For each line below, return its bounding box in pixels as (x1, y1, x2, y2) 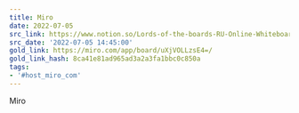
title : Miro (9, 12, 53, 22)
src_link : (9, 29, 46, 38)
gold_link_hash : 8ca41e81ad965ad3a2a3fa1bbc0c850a (9, 54, 201, 63)
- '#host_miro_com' (9, 71, 82, 80)
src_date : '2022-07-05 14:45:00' (9, 37, 133, 47)
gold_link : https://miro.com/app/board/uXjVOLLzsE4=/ (9, 46, 214, 55)
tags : (9, 63, 29, 72)
